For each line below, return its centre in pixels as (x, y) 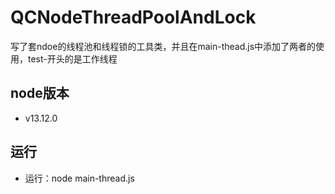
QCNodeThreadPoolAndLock (133, 17)
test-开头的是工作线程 (72, 58)
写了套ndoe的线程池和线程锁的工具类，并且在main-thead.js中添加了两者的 (163, 46)
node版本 (40, 93)
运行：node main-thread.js (79, 178)
